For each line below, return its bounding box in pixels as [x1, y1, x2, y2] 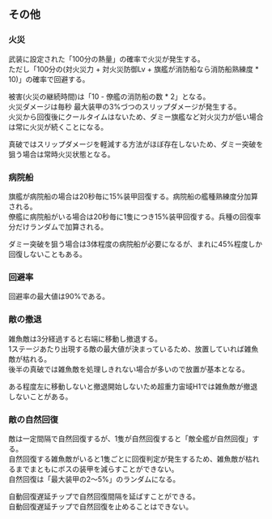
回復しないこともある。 [8, 249, 87, 259]
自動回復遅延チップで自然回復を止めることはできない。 [8, 501, 193, 511]
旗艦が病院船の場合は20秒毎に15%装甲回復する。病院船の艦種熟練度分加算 [8, 191, 259, 201]
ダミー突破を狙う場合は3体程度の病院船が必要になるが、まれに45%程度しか [8, 238, 263, 249]
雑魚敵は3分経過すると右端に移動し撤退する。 [8, 333, 162, 343]
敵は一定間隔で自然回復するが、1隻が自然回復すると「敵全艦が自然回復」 [8, 433, 253, 444]
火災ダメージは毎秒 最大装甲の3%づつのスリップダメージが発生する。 [8, 101, 241, 111]
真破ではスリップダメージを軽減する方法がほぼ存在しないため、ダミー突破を [8, 139, 264, 148]
